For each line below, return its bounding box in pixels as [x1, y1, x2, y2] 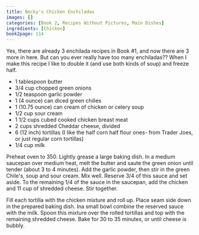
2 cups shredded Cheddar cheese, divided [14, 123, 121, 130]
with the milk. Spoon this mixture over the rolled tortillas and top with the [6, 209, 185, 216]
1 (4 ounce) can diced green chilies [14, 97, 102, 105]
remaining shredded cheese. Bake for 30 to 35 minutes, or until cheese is [6, 216, 187, 223]
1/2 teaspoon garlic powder [14, 91, 82, 98]
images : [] [6, 14, 33, 20]
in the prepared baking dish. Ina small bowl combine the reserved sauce [6, 203, 184, 210]
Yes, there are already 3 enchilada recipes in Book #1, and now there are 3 [6, 47, 189, 54]
